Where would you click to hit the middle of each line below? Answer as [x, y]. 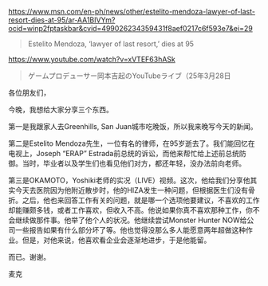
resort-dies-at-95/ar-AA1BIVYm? [62, 20]
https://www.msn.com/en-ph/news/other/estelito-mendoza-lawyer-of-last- [132, 12]
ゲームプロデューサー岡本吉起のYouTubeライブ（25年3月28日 [129, 76]
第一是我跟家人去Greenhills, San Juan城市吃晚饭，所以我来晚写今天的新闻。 [133, 126]
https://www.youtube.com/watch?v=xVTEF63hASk [92, 59]
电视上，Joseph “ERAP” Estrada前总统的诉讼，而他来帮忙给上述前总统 [124, 153]
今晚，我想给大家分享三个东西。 [61, 110]
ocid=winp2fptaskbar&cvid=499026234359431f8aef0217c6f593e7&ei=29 [130, 28]
